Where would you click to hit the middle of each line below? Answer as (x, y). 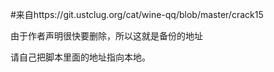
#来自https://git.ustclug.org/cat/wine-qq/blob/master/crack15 (137, 14)
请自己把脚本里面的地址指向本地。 (80, 57)
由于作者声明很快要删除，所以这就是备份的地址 (106, 36)
